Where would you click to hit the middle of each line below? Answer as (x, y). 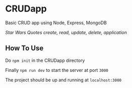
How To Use (24, 48)
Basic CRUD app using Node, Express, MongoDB (56, 23)
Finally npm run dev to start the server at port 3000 (57, 70)
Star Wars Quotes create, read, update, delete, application (66, 32)
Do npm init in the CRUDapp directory (45, 60)
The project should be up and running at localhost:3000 (63, 80)
